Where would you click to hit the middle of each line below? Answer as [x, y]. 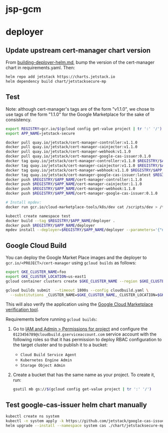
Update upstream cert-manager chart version [78, 50]
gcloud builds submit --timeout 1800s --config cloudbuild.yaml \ [77, 290]
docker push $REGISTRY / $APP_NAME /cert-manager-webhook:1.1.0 [71, 189]
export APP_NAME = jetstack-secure [40, 133]
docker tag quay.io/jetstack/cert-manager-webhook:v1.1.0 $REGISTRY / [80, 170]
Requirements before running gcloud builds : [52, 319]
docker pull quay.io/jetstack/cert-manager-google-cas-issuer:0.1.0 [78, 156]
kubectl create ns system [32, 417]
